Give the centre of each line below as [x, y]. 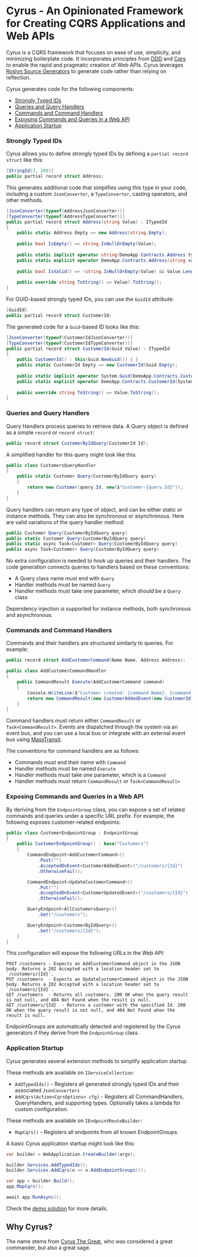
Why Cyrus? [29, 1227]
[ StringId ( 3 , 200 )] [30, 171]
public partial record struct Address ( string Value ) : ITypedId [87, 222]
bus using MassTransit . [34, 739]
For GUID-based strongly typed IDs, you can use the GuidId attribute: [90, 299]
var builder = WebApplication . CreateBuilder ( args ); [71, 1154]
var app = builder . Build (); [41, 1181]
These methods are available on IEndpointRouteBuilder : [74, 1120]
